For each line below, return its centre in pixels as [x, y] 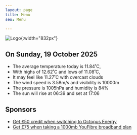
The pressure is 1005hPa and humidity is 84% [60, 88]
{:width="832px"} [39, 38]
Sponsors [21, 109]
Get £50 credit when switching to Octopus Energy [65, 122]
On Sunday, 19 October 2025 [51, 54]
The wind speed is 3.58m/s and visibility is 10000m [66, 83]
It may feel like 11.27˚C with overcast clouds [58, 77]
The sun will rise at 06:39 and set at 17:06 [56, 93]
